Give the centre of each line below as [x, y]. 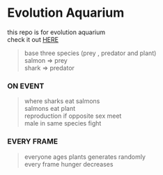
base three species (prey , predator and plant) [90, 53]
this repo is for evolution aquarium [56, 32]
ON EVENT [26, 86]
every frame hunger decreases [69, 164]
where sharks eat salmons [62, 101]
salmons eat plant [50, 109]
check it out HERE [33, 39]
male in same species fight [63, 123]
